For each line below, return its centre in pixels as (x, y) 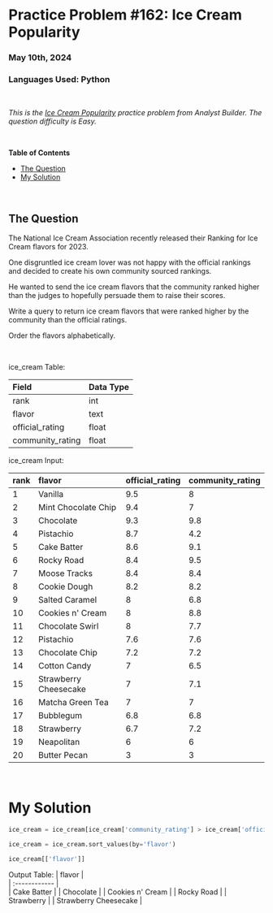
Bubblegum (60, 716)
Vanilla (51, 495)
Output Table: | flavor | (46, 874)
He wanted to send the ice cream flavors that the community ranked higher (134, 287)
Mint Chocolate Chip (77, 508)
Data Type (109, 387)
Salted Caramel (67, 600)
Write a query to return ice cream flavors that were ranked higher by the (129, 311)
